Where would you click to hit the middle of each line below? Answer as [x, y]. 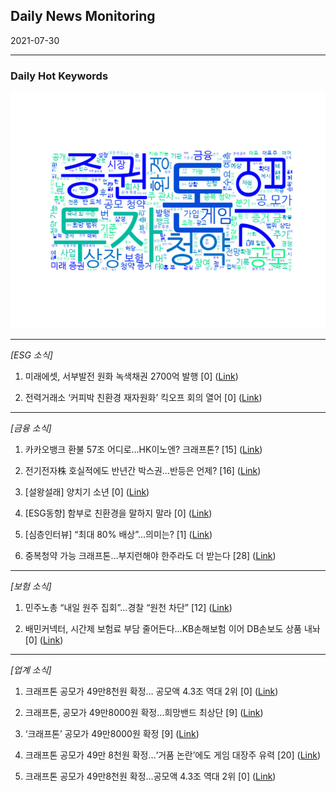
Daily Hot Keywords [59, 76]
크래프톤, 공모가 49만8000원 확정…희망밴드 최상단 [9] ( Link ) [144, 713]
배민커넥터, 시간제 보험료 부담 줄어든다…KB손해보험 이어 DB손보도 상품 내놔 [172, 629]
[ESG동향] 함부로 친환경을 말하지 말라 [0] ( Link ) [118, 513]
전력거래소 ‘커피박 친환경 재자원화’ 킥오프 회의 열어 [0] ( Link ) [143, 398]
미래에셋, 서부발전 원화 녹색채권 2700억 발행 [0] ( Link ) [131, 376]
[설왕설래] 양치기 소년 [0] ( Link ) [87, 492]
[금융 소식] [31, 428]
